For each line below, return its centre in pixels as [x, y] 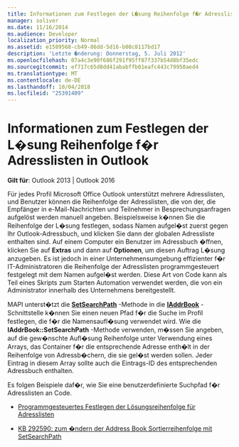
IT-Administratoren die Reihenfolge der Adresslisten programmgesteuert [113, 267]
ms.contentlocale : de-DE [44, 80]
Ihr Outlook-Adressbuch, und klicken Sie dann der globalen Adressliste [111, 234]
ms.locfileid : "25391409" [46, 93]
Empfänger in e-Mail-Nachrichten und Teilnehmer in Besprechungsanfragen [119, 209]
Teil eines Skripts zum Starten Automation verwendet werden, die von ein [115, 283]
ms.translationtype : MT [43, 73]
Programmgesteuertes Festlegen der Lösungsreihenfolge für [106, 407]
